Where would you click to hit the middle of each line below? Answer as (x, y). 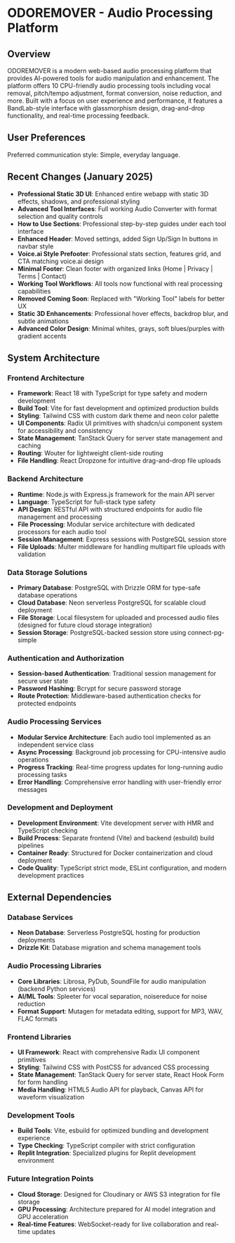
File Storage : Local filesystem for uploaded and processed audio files (118, 617)
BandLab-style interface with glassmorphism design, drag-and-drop (106, 108)
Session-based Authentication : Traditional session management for (116, 674)
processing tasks (42, 774)
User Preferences (46, 138)
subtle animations (43, 321)
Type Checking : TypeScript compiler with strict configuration (106, 1146)
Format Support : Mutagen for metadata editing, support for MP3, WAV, (120, 1011)
